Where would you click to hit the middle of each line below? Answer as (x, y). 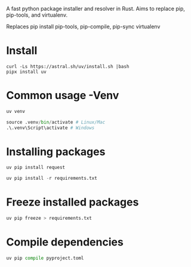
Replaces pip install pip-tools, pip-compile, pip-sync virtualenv (83, 27)
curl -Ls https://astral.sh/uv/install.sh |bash (68, 66)
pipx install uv (26, 72)
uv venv (16, 111)
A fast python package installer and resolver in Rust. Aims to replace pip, (95, 9)
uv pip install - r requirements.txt (52, 179)
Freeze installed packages (73, 202)
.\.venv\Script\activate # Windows (50, 128)
